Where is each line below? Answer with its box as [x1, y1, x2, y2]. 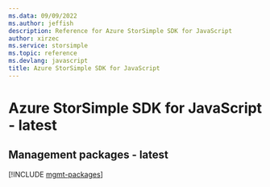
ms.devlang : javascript [8, 57, 89, 65]
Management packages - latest [8, 148, 169, 162]
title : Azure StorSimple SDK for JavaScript [8, 64, 160, 73]
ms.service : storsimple [8, 42, 89, 50]
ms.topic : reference [8, 49, 78, 57]
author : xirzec [8, 34, 60, 43]
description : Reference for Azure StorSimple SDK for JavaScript [8, 27, 232, 35]
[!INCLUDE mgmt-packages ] [8, 169, 103, 179]
